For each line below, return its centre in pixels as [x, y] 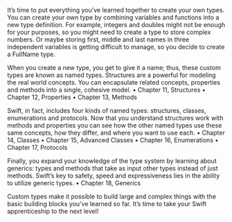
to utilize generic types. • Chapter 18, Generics [74, 183]
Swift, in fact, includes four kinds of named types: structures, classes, [107, 111]
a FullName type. [31, 54]
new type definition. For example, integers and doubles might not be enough [116, 25]
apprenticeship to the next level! [53, 211]
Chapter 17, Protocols [37, 147]
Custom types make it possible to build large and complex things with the [112, 196]
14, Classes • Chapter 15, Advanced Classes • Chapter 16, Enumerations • [113, 140]
